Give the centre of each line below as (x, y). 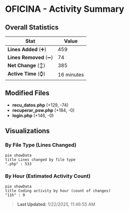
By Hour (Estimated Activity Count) (48, 176)
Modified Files (27, 93)
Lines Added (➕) (27, 49)
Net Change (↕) (26, 65)
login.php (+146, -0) (33, 115)
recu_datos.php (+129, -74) (40, 105)
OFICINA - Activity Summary (65, 9)
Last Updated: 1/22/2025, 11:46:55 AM (56, 204)
